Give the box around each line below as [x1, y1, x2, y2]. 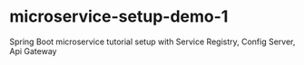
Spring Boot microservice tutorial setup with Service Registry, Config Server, [9, 36, 296, 47]
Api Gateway [9, 45, 57, 56]
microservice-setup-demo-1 [9, 6, 229, 27]
